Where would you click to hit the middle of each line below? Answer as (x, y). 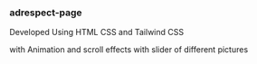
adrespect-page (46, 13)
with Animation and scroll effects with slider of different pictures (129, 50)
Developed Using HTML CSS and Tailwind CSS (96, 32)
